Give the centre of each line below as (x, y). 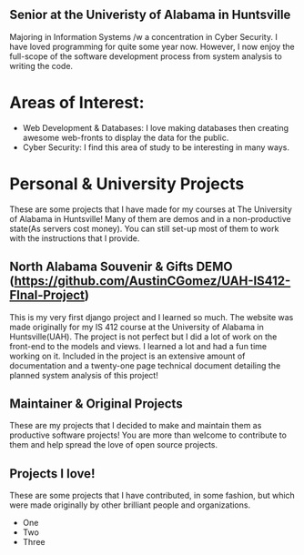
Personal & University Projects (127, 183)
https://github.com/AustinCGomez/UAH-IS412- (152, 281)
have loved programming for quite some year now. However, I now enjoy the (152, 46)
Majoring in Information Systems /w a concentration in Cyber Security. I (143, 36)
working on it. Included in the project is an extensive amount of (127, 356)
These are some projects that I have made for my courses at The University (151, 209)
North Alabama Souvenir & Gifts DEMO (121, 267)
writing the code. (41, 66)
